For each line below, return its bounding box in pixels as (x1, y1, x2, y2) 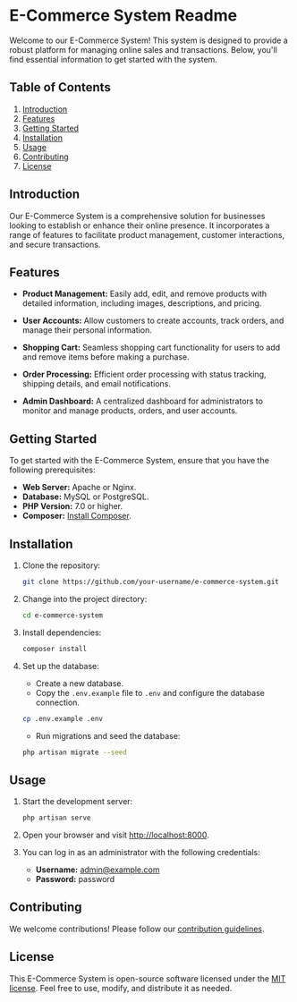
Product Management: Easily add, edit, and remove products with (21, 288, 267, 300)
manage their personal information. (21, 325, 152, 335)
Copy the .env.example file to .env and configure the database (35, 687, 266, 698)
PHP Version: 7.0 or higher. (21, 501, 123, 512)
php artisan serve (21, 813, 91, 823)
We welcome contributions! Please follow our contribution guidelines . (9, 923, 266, 934)
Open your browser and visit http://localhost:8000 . (21, 829, 209, 841)
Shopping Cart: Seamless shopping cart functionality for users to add (21, 342, 281, 353)
